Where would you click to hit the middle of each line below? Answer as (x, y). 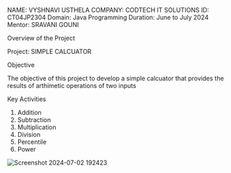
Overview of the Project (41, 38)
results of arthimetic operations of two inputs (72, 85)
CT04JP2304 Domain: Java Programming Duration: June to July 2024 (108, 17)
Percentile (32, 142)
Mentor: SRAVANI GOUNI (43, 25)
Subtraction (34, 120)
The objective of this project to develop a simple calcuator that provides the (115, 78)
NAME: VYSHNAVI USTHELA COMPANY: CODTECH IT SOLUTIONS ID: (108, 10)
